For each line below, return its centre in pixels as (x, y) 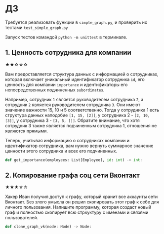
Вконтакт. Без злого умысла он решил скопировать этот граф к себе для (82, 202)
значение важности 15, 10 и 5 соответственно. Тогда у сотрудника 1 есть (82, 110)
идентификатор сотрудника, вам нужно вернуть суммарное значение (79, 146)
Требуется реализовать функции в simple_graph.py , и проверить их (76, 22)
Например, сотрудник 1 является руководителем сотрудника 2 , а (74, 99)
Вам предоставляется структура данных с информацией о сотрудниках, (82, 74)
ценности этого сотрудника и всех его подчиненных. (61, 151)
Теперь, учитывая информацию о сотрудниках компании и (67, 140)
